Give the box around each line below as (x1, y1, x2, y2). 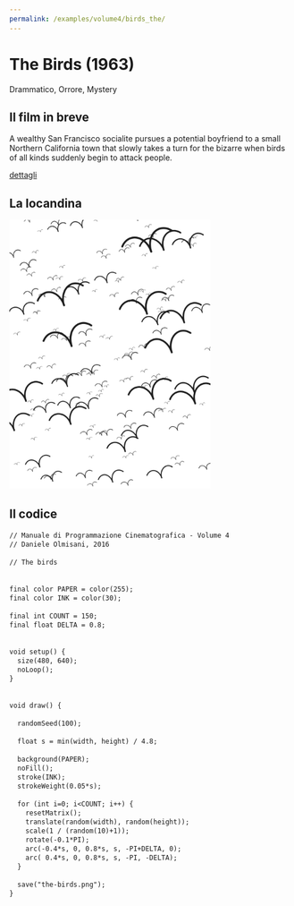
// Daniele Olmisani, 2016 (9, 540, 110, 549)
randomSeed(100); (17, 719, 82, 728)
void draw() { (9, 701, 63, 710)
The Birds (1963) (9, 54, 135, 74)
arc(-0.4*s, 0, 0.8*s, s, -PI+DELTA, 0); (25, 844, 181, 853)
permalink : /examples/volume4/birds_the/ (9, 14, 166, 23)
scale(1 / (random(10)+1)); (25, 826, 130, 835)
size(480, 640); (17, 656, 78, 665)
